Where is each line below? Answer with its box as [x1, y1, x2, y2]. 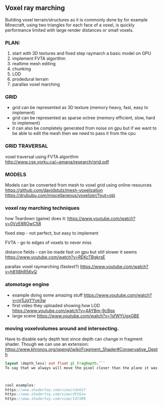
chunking [12, 66, 31, 72]
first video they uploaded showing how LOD [12, 302, 100, 308]
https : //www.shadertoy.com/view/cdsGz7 [5, 387, 86, 392]
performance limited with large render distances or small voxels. [5, 27, 134, 33]
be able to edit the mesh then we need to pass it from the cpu [12, 130, 136, 136]
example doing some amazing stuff [12, 292, 83, 298]
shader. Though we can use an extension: [5, 341, 89, 347]
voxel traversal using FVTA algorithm [5, 153, 79, 160]
